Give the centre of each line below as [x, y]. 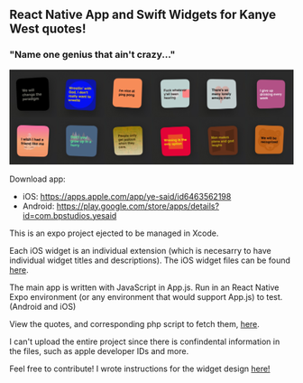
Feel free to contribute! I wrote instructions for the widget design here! [140, 369]
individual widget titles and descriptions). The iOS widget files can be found [150, 260]
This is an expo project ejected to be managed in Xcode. [114, 233]
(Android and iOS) [43, 306]
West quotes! [48, 29]
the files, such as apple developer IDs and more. [99, 350]
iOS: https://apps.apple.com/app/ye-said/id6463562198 [127, 196]
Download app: [37, 179]
